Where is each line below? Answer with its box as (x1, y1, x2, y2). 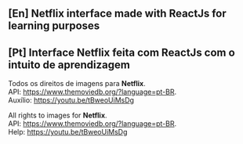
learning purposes (8, 20, 100, 33)
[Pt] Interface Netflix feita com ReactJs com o (8, 45, 235, 59)
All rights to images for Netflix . (8, 110, 107, 121)
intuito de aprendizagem (8, 58, 131, 71)
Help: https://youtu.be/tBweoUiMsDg (8, 128, 128, 137)
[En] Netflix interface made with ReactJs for (8, 7, 227, 20)
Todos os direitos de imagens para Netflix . (8, 79, 147, 88)
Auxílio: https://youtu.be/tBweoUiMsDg (8, 95, 135, 105)
